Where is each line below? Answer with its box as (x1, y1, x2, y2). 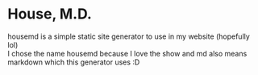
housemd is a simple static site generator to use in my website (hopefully (7, 31, 251, 41)
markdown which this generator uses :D (7, 57, 140, 67)
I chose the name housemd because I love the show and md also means (7, 48, 248, 58)
